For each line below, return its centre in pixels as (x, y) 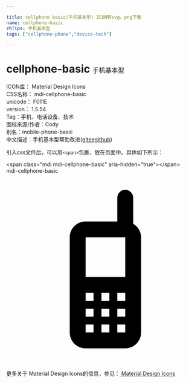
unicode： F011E (27, 102)
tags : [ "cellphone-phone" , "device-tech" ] (59, 34)
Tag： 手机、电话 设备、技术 (40, 117)
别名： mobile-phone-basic (40, 132)
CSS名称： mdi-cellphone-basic (46, 94)
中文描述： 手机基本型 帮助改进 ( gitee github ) (59, 140)
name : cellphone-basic (35, 23)
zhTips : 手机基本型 (28, 28)
